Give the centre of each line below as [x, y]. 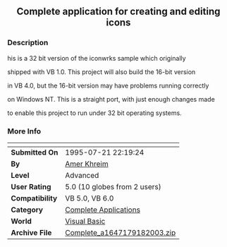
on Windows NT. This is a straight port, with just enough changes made [111, 99]
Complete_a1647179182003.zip [121, 232]
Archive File [31, 232]
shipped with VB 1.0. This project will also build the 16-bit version [102, 72]
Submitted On [35, 152]
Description [28, 43]
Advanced [82, 175]
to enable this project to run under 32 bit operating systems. [94, 113]
